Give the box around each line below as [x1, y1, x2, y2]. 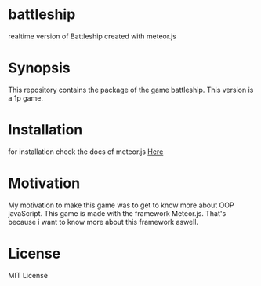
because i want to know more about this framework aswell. [8, 217, 198, 226]
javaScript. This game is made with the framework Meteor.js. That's [8, 208, 227, 218]
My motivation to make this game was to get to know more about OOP [8, 200, 234, 210]
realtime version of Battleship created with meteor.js [8, 31, 176, 41]
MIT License [8, 270, 49, 280]
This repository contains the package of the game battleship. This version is [8, 85, 254, 94]
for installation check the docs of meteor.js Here [8, 147, 164, 156]
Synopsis [8, 59, 71, 77]
